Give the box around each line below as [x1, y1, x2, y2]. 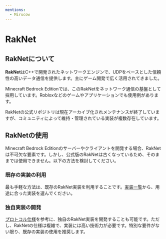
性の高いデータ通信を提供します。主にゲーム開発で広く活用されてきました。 [5, 75, 162, 81]
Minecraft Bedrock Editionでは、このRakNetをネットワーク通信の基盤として [5, 85, 161, 91]
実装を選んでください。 [26, 190, 75, 196]
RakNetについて [5, 54, 55, 63]
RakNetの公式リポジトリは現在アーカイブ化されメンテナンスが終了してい [5, 108, 156, 115]
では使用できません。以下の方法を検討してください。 [9, 158, 119, 164]
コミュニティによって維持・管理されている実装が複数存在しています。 [18, 115, 161, 121]
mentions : [5, 7, 26, 12]
